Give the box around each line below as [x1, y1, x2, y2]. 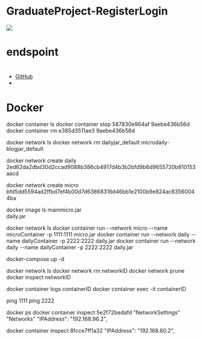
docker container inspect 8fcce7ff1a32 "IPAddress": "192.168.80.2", [6, 327, 175, 335]
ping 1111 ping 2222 [6, 297, 55, 304]
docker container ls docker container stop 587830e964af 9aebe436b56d [6, 121, 190, 128]
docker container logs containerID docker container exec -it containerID [6, 285, 186, 293]
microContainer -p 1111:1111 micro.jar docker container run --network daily [6, 231, 190, 238]
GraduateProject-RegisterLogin [6, 4, 168, 18]
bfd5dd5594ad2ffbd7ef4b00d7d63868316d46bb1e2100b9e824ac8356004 [6, 188, 195, 195]
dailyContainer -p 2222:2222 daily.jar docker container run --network [21, 238, 196, 245]
